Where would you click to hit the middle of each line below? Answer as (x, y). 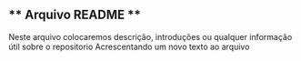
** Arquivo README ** (75, 15)
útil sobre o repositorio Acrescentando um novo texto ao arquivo (129, 46)
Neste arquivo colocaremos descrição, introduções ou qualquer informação (150, 36)
